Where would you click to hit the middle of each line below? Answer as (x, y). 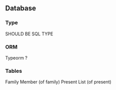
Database (21, 8)
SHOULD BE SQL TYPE (29, 34)
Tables (14, 71)
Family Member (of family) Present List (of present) (59, 82)
